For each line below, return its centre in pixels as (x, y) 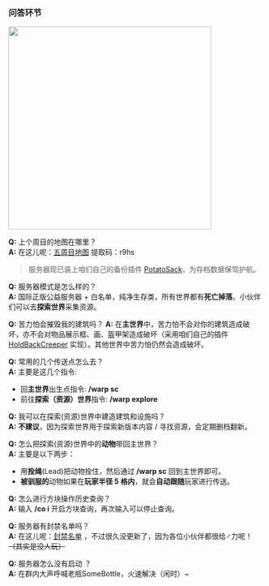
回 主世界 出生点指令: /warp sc (69, 389)
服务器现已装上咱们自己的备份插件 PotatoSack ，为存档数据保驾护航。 (144, 269)
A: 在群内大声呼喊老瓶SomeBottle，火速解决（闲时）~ (99, 574)
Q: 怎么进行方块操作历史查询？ (60, 499)
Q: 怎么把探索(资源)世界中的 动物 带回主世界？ (83, 444)
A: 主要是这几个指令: (43, 372)
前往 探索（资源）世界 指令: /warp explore (89, 399)
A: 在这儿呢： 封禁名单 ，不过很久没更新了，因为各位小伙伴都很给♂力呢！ (130, 536)
